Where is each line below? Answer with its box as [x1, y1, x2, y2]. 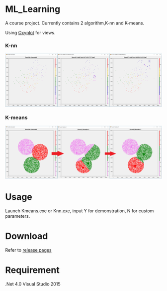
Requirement [5, 265, 60, 276]
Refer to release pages [5, 247, 52, 253]
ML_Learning [5, 3, 61, 15]
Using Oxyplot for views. [5, 29, 56, 35]
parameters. [5, 213, 30, 219]
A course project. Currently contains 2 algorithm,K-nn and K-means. [5, 20, 145, 26]
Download [5, 231, 48, 242]
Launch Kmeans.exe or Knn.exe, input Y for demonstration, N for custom [5, 208, 154, 214]
